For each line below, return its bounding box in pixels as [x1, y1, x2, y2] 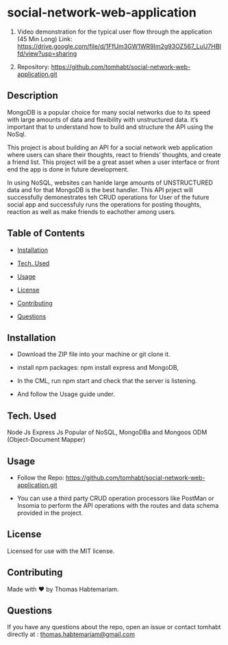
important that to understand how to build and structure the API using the [7, 122, 214, 131]
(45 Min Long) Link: [16, 34, 73, 43]
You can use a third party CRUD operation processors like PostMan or [16, 494, 214, 502]
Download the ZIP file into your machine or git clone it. [16, 350, 170, 358]
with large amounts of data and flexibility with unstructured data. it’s [7, 115, 199, 124]
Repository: [16, 62, 50, 71]
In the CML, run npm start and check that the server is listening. [16, 377, 197, 385]
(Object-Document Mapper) [7, 436, 86, 444]
